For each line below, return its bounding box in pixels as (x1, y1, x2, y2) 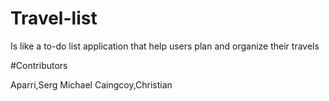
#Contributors (10, 59, 68, 71)
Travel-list (10, 7, 98, 30)
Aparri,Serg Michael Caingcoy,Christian (10, 78, 173, 91)
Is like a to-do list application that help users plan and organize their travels (10, 40, 320, 52)
